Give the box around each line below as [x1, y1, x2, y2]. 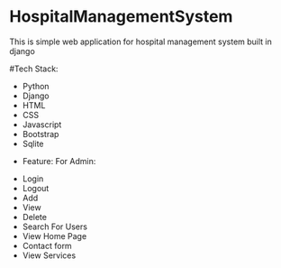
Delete [22, 211, 48, 222]
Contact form [22, 240, 72, 251]
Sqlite [22, 138, 44, 149]
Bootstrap [22, 128, 59, 139]
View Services [22, 250, 77, 261]
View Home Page [22, 230, 87, 241]
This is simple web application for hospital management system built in [9, 36, 273, 47]
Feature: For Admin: [22, 155, 96, 166]
